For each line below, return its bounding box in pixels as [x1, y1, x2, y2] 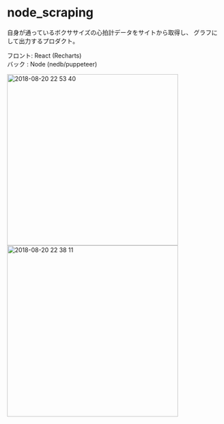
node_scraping [7, 5, 94, 21]
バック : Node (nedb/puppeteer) [7, 60, 98, 68]
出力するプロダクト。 [18, 36, 79, 45]
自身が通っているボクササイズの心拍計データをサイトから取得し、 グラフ [7, 28, 212, 36]
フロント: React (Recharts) [7, 51, 82, 60]
